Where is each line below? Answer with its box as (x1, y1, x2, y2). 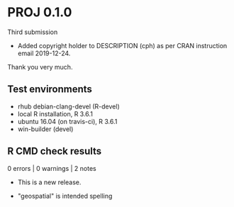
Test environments (7, 83, 92, 96)
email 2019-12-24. (17, 49, 71, 57)
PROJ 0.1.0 (7, 4, 72, 21)
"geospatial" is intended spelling (17, 191, 113, 200)
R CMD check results (7, 145, 102, 157)
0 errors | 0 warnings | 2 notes (7, 164, 97, 172)
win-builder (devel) (17, 125, 74, 133)
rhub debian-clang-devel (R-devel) (17, 102, 120, 111)
